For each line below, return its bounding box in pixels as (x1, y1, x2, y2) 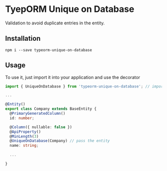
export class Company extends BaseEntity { (5, 106, 97, 111)
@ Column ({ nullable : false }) (9, 124, 72, 130)
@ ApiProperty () (9, 129, 41, 134)
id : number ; (9, 115, 35, 120)
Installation (5, 34, 41, 43)
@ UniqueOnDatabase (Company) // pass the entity (9, 138, 110, 144)
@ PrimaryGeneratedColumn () (9, 111, 66, 116)
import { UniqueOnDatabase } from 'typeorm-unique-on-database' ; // (5, 84, 150, 89)
